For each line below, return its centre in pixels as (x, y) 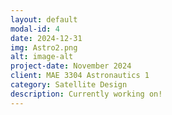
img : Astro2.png (44, 47)
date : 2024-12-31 (46, 38)
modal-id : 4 (35, 29)
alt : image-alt (42, 57)
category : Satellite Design (69, 85)
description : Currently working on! (86, 94)
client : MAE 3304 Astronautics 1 (80, 76)
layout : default (44, 19)
